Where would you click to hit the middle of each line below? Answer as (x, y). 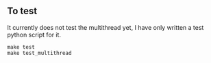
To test (22, 11)
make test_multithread (39, 53)
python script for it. (34, 35)
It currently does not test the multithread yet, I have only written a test (105, 27)
